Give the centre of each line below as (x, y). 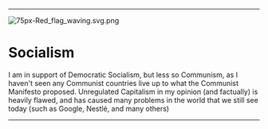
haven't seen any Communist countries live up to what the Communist (124, 83)
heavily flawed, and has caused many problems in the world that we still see (134, 100)
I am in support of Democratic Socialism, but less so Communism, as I (123, 74)
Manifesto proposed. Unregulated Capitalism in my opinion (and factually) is (133, 92)
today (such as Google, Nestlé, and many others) (89, 108)
